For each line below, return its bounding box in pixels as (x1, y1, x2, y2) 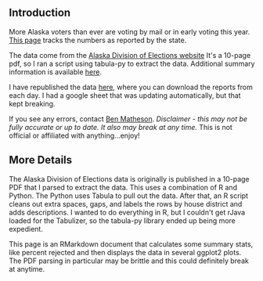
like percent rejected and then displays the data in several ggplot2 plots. (9, 247, 242, 257)
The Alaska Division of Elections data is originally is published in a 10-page (9, 174, 250, 183)
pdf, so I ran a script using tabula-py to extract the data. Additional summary (9, 59, 255, 68)
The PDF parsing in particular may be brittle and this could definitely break (9, 256, 249, 265)
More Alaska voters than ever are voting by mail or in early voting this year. (9, 27, 250, 36)
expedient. (9, 224, 44, 233)
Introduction (9, 6, 71, 20)
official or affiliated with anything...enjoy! (9, 131, 140, 140)
